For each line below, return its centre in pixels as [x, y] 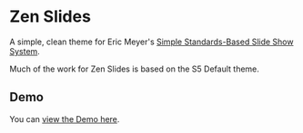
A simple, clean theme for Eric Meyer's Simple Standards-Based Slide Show [151, 42]
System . [25, 51]
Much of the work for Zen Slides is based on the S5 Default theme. [134, 69]
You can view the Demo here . [65, 119]
